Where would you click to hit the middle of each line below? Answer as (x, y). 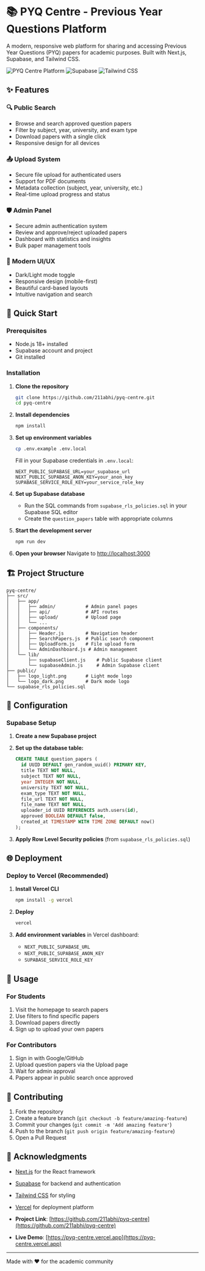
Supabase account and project (54, 351)
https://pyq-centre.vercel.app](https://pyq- (102, 1237)
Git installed (30, 357)
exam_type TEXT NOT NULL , (54, 793)
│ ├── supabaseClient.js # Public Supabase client (85, 660)
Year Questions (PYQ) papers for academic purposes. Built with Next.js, (97, 52)
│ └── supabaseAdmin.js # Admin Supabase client (83, 665)
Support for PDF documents (50, 181)
